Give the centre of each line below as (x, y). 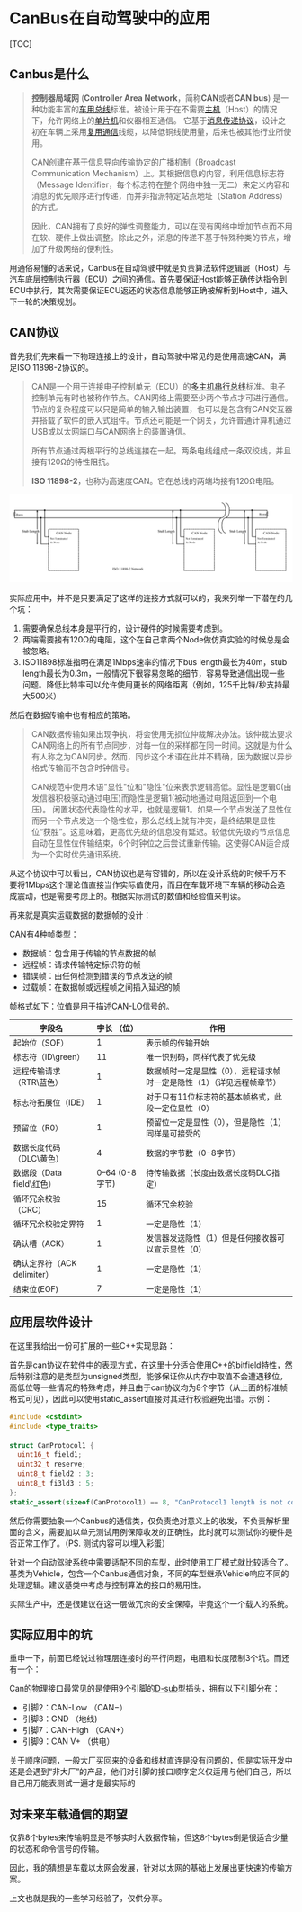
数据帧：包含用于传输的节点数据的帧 (89, 954)
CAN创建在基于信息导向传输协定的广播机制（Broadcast (133, 162)
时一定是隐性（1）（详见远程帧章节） (213, 1082)
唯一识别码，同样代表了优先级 (200, 1057)
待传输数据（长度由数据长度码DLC (209, 1173)
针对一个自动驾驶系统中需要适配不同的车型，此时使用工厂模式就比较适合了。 (151, 1562)
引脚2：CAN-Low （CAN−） (75, 1708)
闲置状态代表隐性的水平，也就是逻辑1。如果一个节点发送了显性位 (172, 810)
